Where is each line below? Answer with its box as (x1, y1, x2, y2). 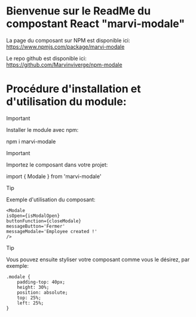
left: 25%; (17, 300, 44, 306)
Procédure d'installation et (6, 82, 142, 96)
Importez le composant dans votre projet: (6, 161, 108, 168)
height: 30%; (17, 284, 50, 290)
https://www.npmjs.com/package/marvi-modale (6, 43, 125, 50)
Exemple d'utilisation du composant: (6, 196, 96, 203)
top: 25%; (17, 295, 42, 301)
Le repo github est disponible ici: (6, 55, 87, 62)
